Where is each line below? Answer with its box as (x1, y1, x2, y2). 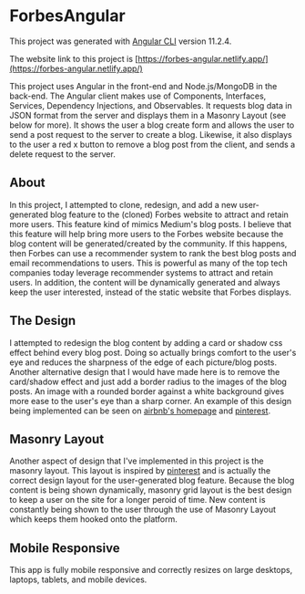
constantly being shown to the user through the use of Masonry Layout (9, 504, 276, 516)
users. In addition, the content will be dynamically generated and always (9, 276, 280, 287)
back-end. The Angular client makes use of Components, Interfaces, (9, 90, 267, 101)
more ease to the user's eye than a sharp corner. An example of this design (9, 395, 292, 406)
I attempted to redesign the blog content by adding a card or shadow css (9, 337, 283, 348)
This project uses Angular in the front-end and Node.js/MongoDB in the (9, 80, 278, 91)
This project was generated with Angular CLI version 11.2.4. (9, 36, 232, 47)
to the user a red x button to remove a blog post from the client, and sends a (9, 139, 296, 150)
